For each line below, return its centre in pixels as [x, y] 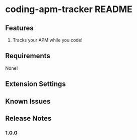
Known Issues [28, 101]
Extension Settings [36, 84]
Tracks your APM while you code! [47, 40]
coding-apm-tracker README [69, 9]
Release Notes [28, 118]
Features [19, 28]
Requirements [28, 56]
